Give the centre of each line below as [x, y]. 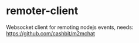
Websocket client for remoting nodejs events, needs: [70, 27]
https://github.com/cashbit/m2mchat [50, 33]
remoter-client [42, 11]
